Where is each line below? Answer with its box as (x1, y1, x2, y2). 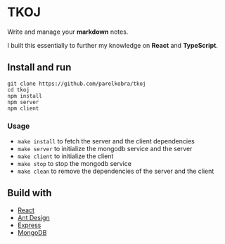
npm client (7, 105, 39, 112)
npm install (7, 92, 42, 99)
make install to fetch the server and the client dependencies (17, 137, 195, 146)
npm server (7, 98, 39, 105)
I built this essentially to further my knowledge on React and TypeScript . (7, 41, 218, 49)
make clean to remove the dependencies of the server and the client (17, 167, 214, 176)
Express (17, 221, 41, 229)
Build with (7, 187, 52, 199)
